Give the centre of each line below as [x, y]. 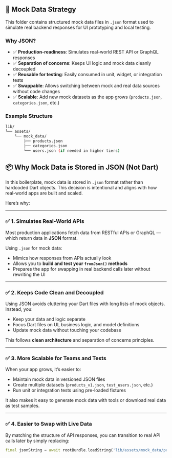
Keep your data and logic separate [49, 319]
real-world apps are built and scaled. [44, 193]
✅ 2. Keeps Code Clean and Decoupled [55, 292]
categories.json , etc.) [36, 103]
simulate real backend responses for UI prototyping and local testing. [78, 27]
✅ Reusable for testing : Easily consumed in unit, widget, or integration [87, 75]
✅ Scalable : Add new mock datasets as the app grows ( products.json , [87, 97]
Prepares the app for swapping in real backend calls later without [81, 269]
